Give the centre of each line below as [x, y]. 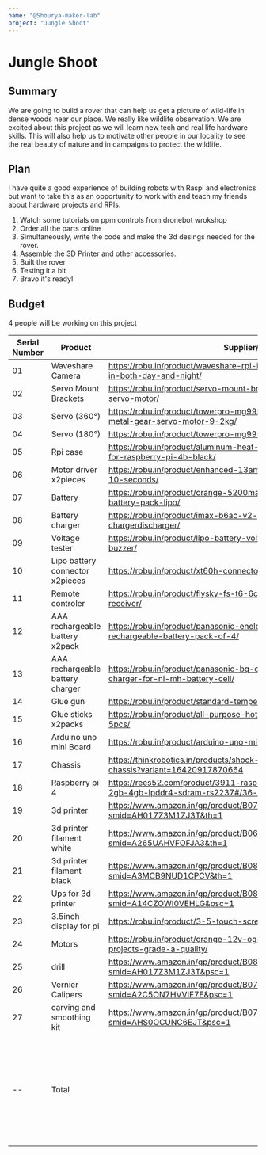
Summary [33, 91]
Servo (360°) [76, 417]
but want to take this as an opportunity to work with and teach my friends [128, 196]
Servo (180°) [76, 434]
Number [28, 353]
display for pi [75, 926]
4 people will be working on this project [72, 323]
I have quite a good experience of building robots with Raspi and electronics [132, 188]
